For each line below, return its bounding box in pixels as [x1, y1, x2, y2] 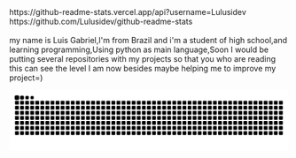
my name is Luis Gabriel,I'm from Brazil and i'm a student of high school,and [9, 35, 288, 46]
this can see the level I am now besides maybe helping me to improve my [9, 64, 277, 74]
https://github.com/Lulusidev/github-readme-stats [9, 16, 193, 27]
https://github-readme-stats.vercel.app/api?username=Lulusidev [9, 7, 246, 18]
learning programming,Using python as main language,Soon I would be [9, 44, 269, 55]
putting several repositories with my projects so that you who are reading [9, 54, 277, 64]
